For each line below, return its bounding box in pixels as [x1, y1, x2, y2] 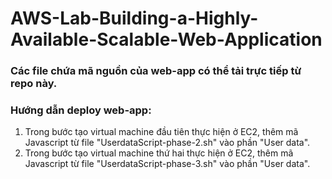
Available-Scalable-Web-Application [10, 28, 323, 51]
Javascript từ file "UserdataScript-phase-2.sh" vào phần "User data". [24, 137, 311, 149]
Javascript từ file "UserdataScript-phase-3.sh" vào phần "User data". [24, 158, 311, 170]
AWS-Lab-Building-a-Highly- [10, 7, 259, 30]
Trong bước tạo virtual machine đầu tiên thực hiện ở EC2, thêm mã [24, 126, 299, 138]
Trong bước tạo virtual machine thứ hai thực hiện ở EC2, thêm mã [24, 147, 294, 159]
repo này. [10, 77, 58, 91]
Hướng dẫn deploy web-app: [10, 103, 152, 117]
